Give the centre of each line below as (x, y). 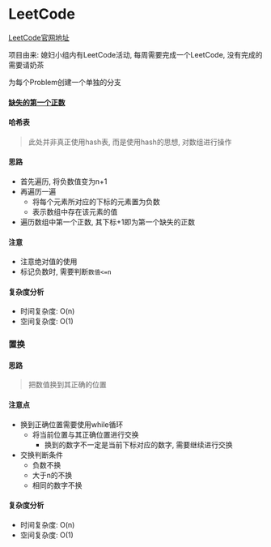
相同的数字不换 (57, 485)
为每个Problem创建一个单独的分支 (65, 82)
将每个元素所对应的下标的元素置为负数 (96, 201)
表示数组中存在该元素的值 (75, 212)
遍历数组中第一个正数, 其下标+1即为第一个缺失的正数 (108, 222)
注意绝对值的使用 (49, 262)
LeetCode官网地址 (39, 37)
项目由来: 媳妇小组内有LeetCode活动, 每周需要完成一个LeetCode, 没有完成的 (135, 54)
